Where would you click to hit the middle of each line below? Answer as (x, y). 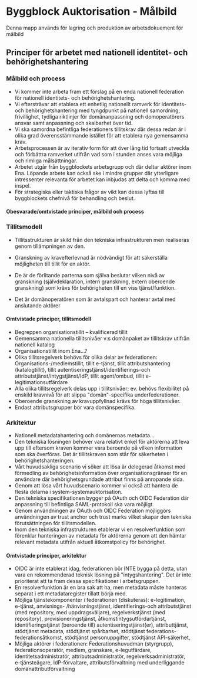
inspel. (23, 185)
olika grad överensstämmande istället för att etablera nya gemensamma (101, 135)
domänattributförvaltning (45, 669)
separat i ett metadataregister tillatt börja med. (71, 594)
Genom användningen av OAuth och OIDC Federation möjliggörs (93, 511)
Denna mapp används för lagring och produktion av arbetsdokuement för (95, 28)
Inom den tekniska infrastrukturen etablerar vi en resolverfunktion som (100, 529)
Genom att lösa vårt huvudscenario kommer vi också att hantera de (96, 486)
